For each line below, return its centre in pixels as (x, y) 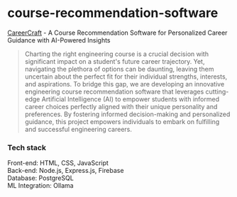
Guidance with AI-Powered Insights (59, 40)
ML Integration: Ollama (40, 186)
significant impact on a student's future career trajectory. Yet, (115, 61)
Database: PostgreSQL (41, 178)
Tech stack (27, 147)
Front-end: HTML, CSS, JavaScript (58, 163)
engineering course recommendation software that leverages (114, 91)
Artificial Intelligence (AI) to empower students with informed (131, 99)
